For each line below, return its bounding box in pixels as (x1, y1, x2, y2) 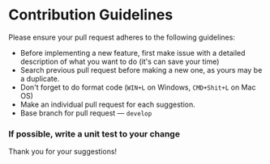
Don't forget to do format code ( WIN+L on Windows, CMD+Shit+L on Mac (19, 82, 256, 92)
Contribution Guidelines (8, 6, 174, 24)
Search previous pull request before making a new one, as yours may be (19, 65, 263, 74)
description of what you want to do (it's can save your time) (19, 57, 220, 66)
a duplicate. (19, 74, 60, 83)
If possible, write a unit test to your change (8, 128, 181, 139)
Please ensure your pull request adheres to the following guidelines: (8, 32, 235, 42)
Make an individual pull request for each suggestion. (19, 99, 196, 109)
